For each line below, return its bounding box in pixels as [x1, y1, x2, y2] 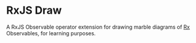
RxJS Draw [6, 4, 62, 17]
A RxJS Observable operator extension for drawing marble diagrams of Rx [6, 23, 191, 30]
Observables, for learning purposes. [6, 29, 96, 36]
